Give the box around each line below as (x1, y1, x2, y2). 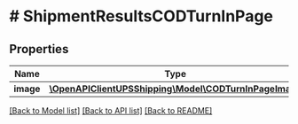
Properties (9, 42, 69, 57)
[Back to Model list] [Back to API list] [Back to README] (9, 105, 213, 116)
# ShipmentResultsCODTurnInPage (9, 6, 273, 27)
